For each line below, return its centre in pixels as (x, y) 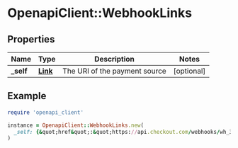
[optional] (189, 71)
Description (114, 59)
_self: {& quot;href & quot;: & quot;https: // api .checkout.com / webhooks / (117, 132)
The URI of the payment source (114, 71)
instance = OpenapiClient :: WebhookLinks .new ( (75, 125)
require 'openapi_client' (45, 112)
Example (27, 96)
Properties (31, 39)
